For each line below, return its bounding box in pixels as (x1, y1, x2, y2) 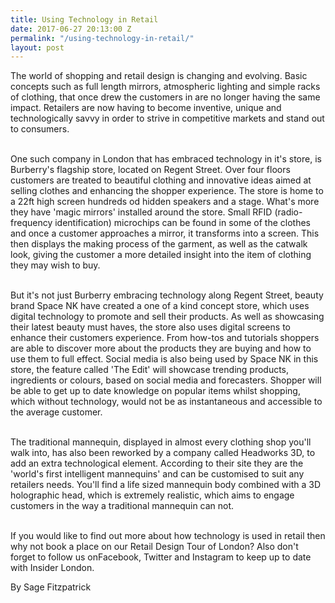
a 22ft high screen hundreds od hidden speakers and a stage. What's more (10, 196, 320, 208)
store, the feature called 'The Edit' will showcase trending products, (10, 364, 290, 376)
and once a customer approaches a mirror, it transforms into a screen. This (10, 227, 320, 240)
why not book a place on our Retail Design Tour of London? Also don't (10, 541, 299, 553)
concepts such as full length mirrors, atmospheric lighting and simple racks (10, 81, 321, 93)
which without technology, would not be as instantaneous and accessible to (10, 396, 323, 408)
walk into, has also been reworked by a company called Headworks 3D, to (10, 447, 316, 459)
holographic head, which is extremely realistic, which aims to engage (10, 489, 295, 501)
